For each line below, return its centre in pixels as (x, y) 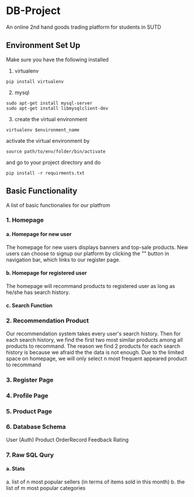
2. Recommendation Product (48, 321)
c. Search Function (29, 306)
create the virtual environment (51, 119)
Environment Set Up (43, 45)
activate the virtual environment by (48, 140)
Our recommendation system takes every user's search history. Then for (93, 333)
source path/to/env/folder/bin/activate (56, 151)
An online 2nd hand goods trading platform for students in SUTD (84, 27)
